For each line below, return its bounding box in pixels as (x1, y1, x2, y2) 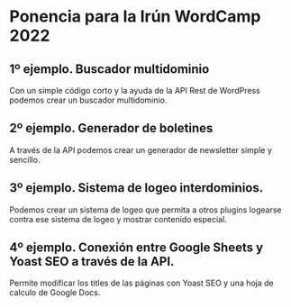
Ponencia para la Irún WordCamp (9, 6, 261, 27)
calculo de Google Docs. (9, 287, 101, 298)
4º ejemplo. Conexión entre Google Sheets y (9, 240, 264, 256)
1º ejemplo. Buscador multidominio (9, 61, 210, 77)
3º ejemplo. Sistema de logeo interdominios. (9, 180, 264, 195)
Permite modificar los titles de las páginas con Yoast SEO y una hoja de (9, 277, 275, 289)
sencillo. (9, 154, 41, 165)
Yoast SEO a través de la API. (9, 254, 175, 269)
